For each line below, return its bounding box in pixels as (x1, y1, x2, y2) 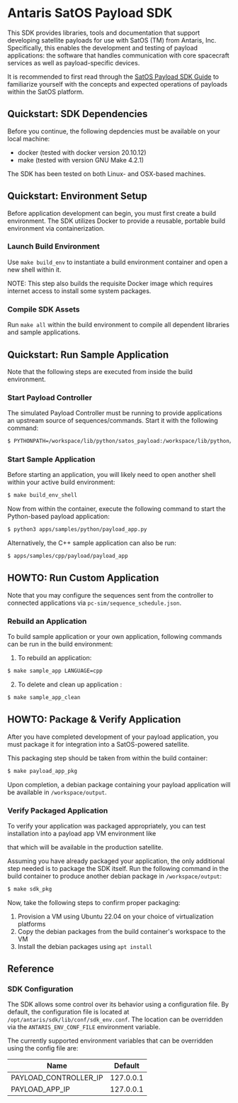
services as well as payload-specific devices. (7, 58, 140, 67)
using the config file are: (7, 1044, 79, 1053)
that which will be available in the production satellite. (7, 843, 164, 851)
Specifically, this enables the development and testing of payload (7, 43, 198, 52)
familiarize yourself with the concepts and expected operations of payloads (7, 79, 228, 88)
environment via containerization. (7, 224, 105, 232)
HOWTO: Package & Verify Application (7, 713, 181, 725)
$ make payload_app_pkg (7, 767, 78, 774)
